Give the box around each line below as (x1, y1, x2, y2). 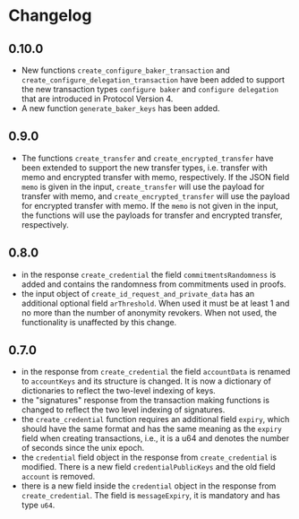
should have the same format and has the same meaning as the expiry (21, 423, 283, 435)
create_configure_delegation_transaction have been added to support (21, 74, 286, 85)
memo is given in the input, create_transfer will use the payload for (21, 181, 265, 192)
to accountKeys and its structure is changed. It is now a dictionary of (21, 376, 272, 386)
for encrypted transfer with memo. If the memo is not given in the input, (21, 200, 278, 211)
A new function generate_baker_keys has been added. (21, 103, 220, 113)
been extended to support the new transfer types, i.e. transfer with (21, 162, 268, 173)
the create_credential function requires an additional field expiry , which (21, 414, 290, 425)
